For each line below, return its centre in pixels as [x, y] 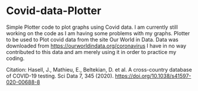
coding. [15, 58]
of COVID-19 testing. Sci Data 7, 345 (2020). [60, 76]
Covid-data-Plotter [54, 11]
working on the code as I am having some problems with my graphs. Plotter [98, 33]
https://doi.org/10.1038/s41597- [153, 76]
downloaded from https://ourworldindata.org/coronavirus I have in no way [96, 46]
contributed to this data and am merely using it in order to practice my [91, 52]
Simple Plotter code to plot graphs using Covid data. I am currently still [92, 27]
